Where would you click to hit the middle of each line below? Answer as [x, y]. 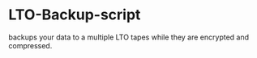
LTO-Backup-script [75, 15]
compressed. [30, 45]
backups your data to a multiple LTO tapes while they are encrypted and [129, 37]
